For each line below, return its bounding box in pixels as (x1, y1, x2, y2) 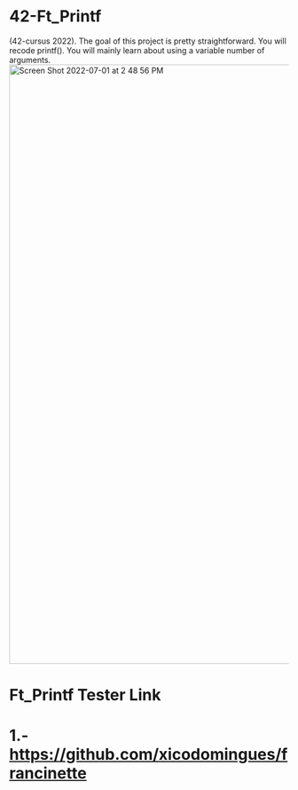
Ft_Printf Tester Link (9, 685, 161, 706)
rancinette (9, 763, 87, 784)
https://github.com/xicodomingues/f (9, 745, 288, 765)
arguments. (9, 54, 51, 65)
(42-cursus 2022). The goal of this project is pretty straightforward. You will (9, 36, 286, 46)
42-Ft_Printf (9, 6, 102, 27)
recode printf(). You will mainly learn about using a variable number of (9, 44, 265, 55)
